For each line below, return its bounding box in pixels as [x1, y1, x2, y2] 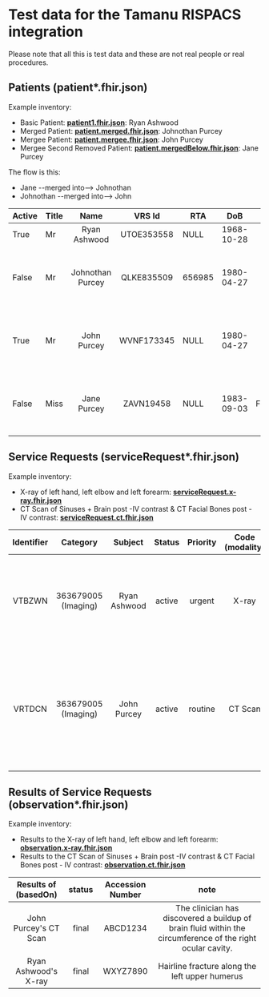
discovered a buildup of [163, 913, 252, 924]
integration [8, 22, 84, 41]
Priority [187, 537, 217, 548]
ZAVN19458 [122, 398, 171, 409]
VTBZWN [12, 595, 48, 606]
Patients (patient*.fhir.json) [8, 81, 148, 94]
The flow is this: [8, 167, 61, 177]
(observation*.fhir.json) [8, 798, 129, 811]
